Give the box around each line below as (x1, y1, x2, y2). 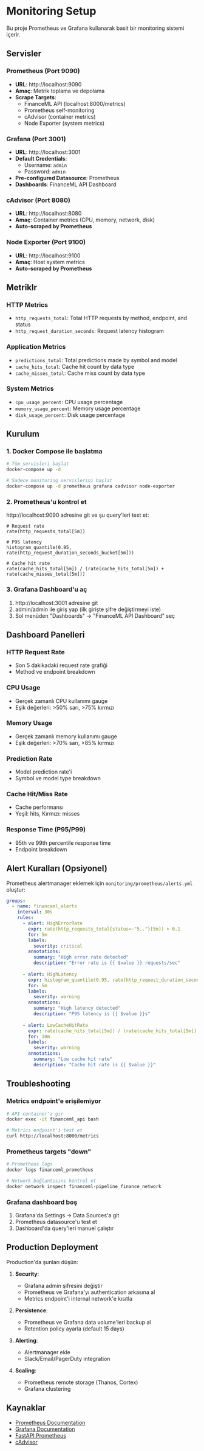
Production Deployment (6, 1242, 98, 1253)
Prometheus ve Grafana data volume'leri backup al (24, 1318, 151, 1326)
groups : (6, 898, 26, 904)
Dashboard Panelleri (6, 629, 85, 640)
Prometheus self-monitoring (24, 107, 95, 114)
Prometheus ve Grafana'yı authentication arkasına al (24, 1288, 155, 1296)
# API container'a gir (6, 1111, 64, 1117)
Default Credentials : (15, 155, 67, 162)
